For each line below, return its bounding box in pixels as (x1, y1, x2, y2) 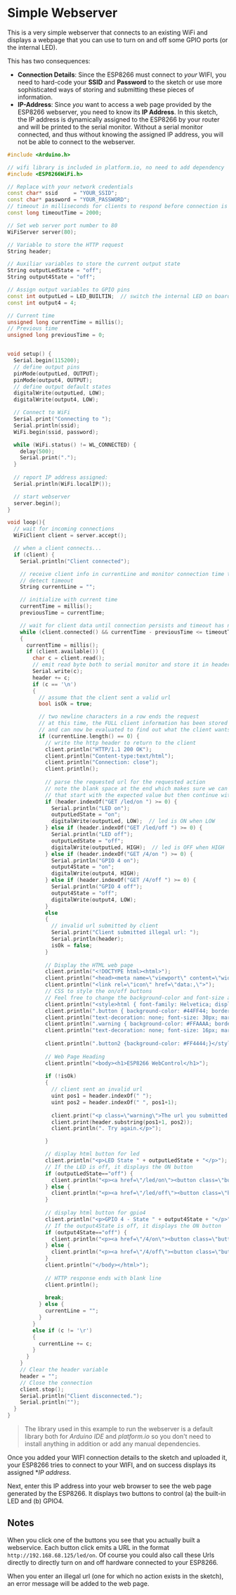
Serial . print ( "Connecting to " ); (13, 416, 112, 423)
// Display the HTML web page (44, 961, 133, 968)
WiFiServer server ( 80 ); (7, 229, 77, 236)
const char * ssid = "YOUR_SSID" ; (7, 190, 118, 197)
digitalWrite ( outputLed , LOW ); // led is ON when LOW (51, 818, 216, 825)
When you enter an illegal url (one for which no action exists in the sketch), (7, 1572, 224, 1580)
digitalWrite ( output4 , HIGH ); (51, 870, 140, 877)
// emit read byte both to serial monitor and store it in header (32, 661, 231, 669)
